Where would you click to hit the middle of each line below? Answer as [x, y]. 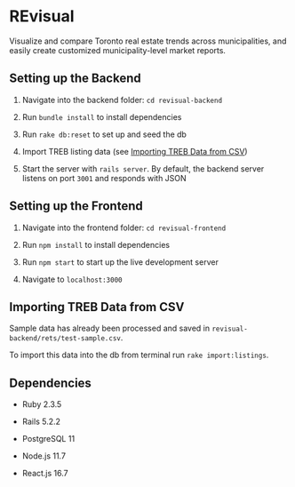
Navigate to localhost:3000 [72, 279]
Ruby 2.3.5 [42, 404]
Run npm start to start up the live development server [120, 262]
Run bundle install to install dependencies [102, 116]
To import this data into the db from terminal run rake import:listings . [139, 355]
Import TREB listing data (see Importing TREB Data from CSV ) [135, 151]
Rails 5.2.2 [41, 422]
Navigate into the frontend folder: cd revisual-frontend [124, 228]
